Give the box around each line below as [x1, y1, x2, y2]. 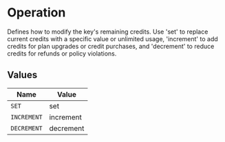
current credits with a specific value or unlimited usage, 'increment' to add [7, 34, 218, 43]
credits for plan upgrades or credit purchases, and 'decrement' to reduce [7, 42, 215, 50]
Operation [7, 5, 66, 21]
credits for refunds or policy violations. [7, 49, 117, 58]
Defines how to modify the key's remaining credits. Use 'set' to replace [7, 27, 208, 36]
